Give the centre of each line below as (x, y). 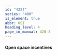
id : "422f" (16, 9)
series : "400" (19, 14)
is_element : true (22, 18)
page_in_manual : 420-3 (28, 32)
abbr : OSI (15, 23)
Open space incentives (28, 47)
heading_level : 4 (22, 27)
